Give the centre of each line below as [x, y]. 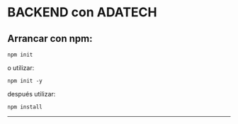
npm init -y [25, 81]
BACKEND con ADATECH [82, 12]
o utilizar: [21, 68]
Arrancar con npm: [50, 39]
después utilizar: [32, 94]
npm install [25, 107]
